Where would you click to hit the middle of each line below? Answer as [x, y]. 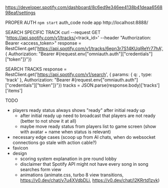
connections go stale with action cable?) [54, 142]
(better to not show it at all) [48, 121]
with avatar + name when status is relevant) [65, 132]
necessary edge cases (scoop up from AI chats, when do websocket [84, 137]
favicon [20, 148]
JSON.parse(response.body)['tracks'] [121, 85]
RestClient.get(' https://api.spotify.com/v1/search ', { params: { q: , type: [79, 74]
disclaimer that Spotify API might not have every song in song [84, 164]
